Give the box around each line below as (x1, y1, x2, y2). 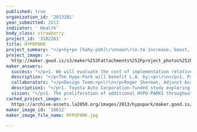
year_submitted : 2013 (6, 19, 59, 25)
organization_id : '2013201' (6, 14, 75, 20)
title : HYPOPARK (6, 42, 46, 48)
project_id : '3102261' (6, 36, 62, 42)
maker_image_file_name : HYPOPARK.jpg (6, 112, 98, 118)
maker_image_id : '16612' (6, 107, 67, 113)
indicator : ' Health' (6, 25, 59, 31)
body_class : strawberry (6, 31, 64, 36)
